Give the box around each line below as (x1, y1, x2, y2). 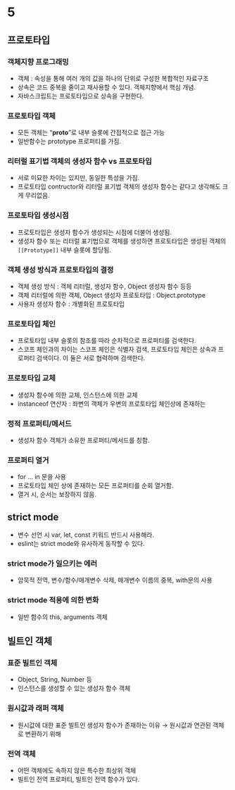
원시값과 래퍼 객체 (7, 703, 65, 713)
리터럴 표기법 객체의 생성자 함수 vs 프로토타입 (7, 156, 153, 166)
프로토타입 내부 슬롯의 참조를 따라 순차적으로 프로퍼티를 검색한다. (17, 336, 196, 345)
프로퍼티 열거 (7, 455, 49, 465)
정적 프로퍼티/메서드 (7, 419, 72, 428)
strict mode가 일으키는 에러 (7, 559, 97, 568)
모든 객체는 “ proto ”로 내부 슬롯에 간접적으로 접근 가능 (17, 128, 165, 137)
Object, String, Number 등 (17, 675, 93, 684)
